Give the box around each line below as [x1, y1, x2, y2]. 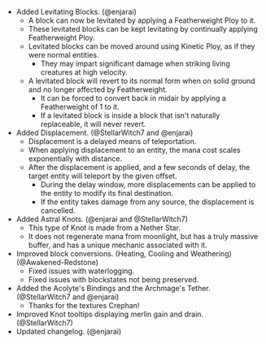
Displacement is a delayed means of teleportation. [28, 137, 197, 146]
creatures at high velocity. [40, 67, 128, 76]
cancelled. [40, 206, 76, 215]
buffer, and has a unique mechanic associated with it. [28, 240, 207, 250]
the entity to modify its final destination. [40, 189, 173, 198]
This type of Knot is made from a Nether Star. [28, 223, 181, 233]
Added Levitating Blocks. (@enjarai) [15, 7, 137, 16]
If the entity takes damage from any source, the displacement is [40, 197, 255, 207]
